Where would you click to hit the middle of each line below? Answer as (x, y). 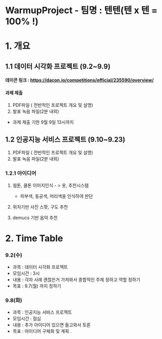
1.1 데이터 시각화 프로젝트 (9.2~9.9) (58, 66)
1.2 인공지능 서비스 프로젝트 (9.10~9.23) (65, 139)
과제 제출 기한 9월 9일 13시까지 (43, 122)
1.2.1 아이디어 (21, 174)
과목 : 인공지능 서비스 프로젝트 (42, 312)
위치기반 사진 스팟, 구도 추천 (40, 207)
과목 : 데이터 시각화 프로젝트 (40, 267)
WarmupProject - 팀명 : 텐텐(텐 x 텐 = (82, 10)
